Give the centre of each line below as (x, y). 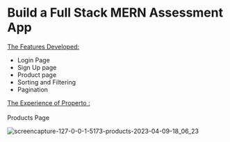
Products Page (28, 117)
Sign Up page (37, 67)
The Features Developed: (43, 46)
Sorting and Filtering (47, 82)
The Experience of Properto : (49, 103)
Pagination (33, 89)
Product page (37, 75)
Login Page (33, 60)
